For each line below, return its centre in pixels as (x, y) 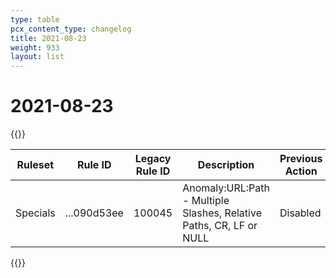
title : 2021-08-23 (48, 38)
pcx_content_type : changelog (71, 29)
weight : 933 (35, 47)
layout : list (37, 57)
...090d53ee (94, 213)
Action (301, 171)
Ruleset (35, 165)
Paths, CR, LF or (220, 226)
